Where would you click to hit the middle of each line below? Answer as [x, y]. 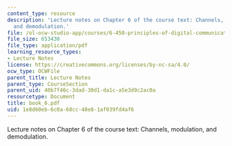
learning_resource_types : [44, 52]
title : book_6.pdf [33, 103]
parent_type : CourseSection [48, 84]
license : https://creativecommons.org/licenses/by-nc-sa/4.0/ [98, 65]
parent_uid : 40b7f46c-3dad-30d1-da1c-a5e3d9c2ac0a [81, 90]
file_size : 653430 [33, 39]
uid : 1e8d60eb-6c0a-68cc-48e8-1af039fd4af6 [71, 109]
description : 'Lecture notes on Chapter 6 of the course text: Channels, [116, 20]
